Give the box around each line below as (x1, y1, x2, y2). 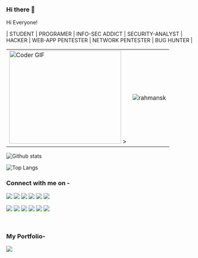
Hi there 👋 (6, 5, 36, 14)
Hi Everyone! (6, 19, 38, 26)
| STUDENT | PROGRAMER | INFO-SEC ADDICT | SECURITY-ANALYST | (6, 30, 183, 38)
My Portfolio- (6, 232, 46, 240)
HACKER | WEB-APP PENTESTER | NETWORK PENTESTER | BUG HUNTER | (6, 37, 193, 44)
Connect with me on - (6, 179, 70, 187)
